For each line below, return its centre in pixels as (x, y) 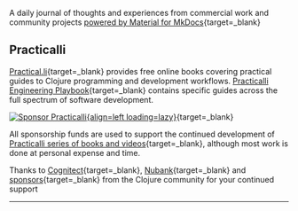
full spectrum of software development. (81, 99)
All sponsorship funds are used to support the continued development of (142, 134)
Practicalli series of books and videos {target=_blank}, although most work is (149, 143)
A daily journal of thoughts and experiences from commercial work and (139, 13)
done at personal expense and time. (75, 152)
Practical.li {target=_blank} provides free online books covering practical (141, 71)
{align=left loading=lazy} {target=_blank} (160, 117)
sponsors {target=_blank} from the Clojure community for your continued (142, 179)
